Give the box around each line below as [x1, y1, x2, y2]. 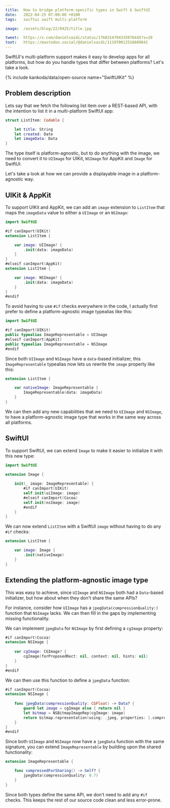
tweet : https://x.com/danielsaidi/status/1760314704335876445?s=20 [5, 35, 153, 41]
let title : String [14, 127, 53, 132]
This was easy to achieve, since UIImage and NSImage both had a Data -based [5, 589, 163, 596]
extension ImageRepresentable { [5, 759, 73, 764]
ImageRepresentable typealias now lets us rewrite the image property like [5, 361, 155, 367]
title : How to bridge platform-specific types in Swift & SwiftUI [5, 7, 151, 13]
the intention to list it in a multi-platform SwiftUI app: [5, 107, 114, 114]
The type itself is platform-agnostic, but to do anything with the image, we [5, 150, 160, 156]
